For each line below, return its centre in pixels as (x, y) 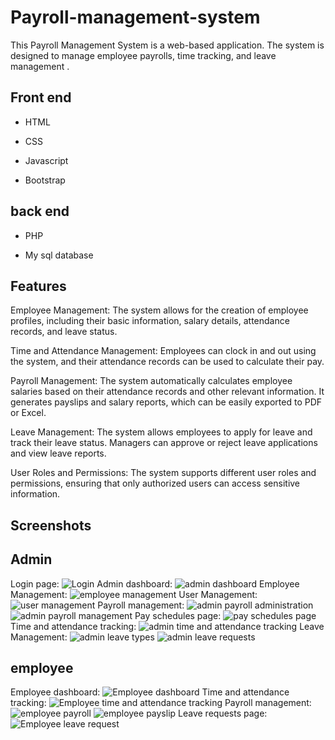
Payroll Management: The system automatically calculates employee (151, 381)
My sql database (59, 255)
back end (40, 211)
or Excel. (28, 413)
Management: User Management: (134, 594)
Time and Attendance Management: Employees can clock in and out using (163, 351)
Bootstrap (45, 180)
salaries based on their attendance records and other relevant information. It (167, 392)
